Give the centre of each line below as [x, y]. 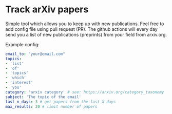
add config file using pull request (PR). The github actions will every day [81, 29]
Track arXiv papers [47, 9]
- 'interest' [19, 83]
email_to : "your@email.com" [35, 54]
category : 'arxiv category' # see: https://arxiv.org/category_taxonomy [85, 92]
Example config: [23, 44]
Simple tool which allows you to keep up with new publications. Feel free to [85, 24]
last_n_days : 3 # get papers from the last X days [61, 102]
